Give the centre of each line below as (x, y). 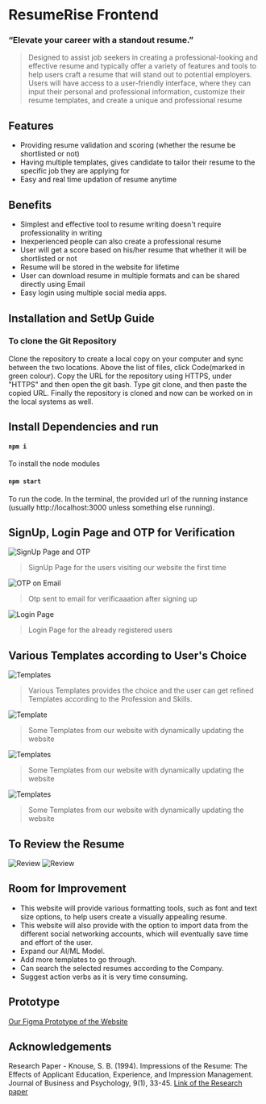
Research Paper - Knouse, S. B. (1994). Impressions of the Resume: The (128, 1066)
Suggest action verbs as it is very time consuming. (104, 977)
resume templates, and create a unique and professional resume (135, 100)
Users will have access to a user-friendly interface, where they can (139, 83)
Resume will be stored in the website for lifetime (100, 267)
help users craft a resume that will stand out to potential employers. (140, 75)
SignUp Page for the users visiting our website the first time (127, 568)
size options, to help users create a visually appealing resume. (123, 916)
